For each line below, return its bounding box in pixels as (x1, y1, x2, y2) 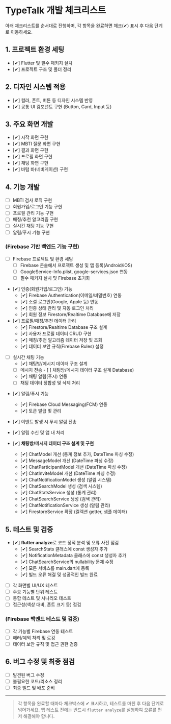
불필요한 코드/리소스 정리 (12, 678, 63, 684)
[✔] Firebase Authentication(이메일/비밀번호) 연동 (20, 292, 122, 299)
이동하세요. (10, 29, 33, 35)
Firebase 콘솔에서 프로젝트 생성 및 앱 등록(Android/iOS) (20, 262, 132, 268)
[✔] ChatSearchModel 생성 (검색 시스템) (20, 483, 103, 489)
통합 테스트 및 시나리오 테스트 (12, 595, 71, 601)
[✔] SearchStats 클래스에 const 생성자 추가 (20, 546, 108, 552)
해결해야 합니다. (23, 713, 55, 719)
